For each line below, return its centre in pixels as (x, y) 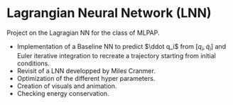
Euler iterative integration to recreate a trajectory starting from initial (116, 55)
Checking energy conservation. (63, 93)
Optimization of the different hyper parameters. (86, 78)
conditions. (33, 63)
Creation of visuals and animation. (67, 86)
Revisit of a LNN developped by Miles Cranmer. (86, 71)
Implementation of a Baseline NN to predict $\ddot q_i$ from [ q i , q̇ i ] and (121, 47)
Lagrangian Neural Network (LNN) (109, 13)
